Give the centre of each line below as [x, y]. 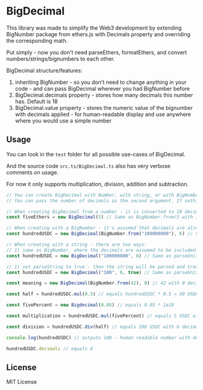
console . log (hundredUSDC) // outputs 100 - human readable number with [98, 337]
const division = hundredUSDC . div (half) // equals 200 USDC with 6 [93, 327]
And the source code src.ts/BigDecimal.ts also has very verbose [89, 166]
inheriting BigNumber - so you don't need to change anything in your [101, 82]
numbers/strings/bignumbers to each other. [60, 59]
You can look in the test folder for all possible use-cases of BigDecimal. [96, 154]
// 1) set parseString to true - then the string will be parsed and [96, 267]
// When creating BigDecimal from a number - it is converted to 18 [94, 212]
